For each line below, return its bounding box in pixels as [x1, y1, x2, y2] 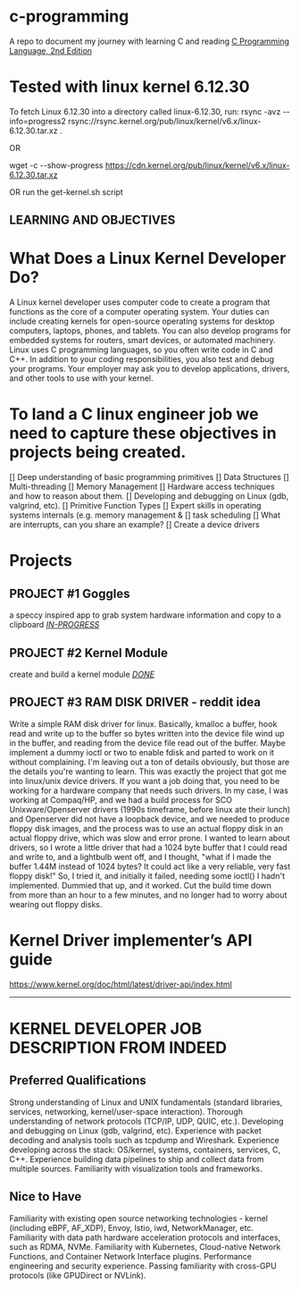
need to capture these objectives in [9, 423, 277, 443]
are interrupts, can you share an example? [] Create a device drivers [9, 519, 261, 530]
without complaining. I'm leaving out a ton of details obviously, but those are [9, 756, 290, 767]
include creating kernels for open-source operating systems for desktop [9, 316, 275, 327]
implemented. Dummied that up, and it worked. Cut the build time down [9, 880, 272, 890]
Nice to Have [9, 1189, 82, 1204]
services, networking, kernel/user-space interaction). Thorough [9, 1106, 244, 1116]
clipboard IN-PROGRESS [9, 619, 100, 630]
